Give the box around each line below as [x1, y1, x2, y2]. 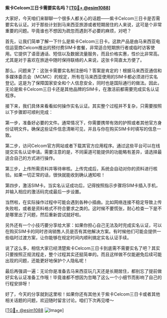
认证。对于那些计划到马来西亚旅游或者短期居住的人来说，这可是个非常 [18, 22, 162, 27]
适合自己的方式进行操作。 [5, 155, 58, 161]
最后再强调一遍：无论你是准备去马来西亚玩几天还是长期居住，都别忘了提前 [5, 268, 158, 274]
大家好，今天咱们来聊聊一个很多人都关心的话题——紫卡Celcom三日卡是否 [5, 15, 156, 21]
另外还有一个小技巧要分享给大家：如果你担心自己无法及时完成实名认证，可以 [5, 222, 162, 228]
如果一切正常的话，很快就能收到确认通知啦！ [13, 172, 105, 178]
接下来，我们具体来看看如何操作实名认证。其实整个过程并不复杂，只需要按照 [5, 103, 162, 109]
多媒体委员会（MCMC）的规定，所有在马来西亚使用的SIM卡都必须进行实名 [5, 74, 158, 79]
